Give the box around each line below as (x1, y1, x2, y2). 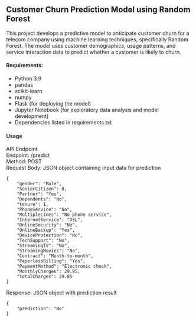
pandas (14, 81, 34, 88)
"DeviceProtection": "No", (17, 232, 83, 238)
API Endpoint (6, 146, 38, 153)
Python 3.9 (14, 75, 42, 82)
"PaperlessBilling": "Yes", (17, 258, 86, 264)
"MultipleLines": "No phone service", (17, 212, 112, 218)
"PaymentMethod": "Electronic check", (17, 264, 112, 270)
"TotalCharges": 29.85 (17, 274, 73, 280)
